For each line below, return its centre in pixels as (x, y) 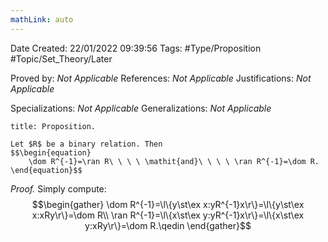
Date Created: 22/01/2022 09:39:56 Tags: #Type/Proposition (136, 48)
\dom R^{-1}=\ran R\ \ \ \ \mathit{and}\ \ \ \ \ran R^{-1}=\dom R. (174, 161)
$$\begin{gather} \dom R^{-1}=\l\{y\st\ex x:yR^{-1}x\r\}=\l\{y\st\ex (168, 204)
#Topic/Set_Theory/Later (61, 58)
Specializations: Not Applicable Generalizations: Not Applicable (141, 108)
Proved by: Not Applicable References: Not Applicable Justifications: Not (161, 78)
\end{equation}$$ (46, 170)
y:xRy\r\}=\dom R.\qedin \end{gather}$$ (168, 225)
